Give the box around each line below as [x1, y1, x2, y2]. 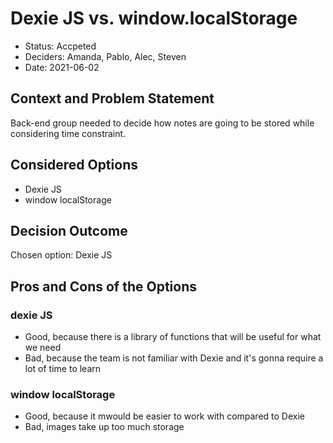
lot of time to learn [24, 363, 102, 375]
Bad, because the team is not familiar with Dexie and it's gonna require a [24, 352, 324, 364]
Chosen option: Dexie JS [10, 249, 113, 261]
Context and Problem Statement [10, 90, 215, 107]
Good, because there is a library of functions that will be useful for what [24, 331, 322, 343]
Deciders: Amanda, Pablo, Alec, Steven [24, 50, 187, 62]
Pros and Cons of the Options [10, 278, 197, 295]
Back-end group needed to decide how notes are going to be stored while [10, 117, 315, 129]
